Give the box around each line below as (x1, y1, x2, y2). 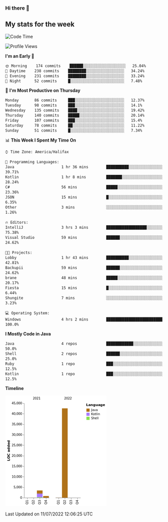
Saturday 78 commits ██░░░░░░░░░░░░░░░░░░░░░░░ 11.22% (5, 123, 144, 128)
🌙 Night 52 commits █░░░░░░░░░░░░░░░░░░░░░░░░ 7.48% (5, 78, 142, 84)
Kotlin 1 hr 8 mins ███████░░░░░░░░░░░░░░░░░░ (5, 174, 163, 179)
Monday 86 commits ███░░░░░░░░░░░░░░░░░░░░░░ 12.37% (5, 98, 144, 103)
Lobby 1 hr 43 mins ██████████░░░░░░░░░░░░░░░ (5, 255, 163, 260)
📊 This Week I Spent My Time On (5, 137, 76, 143)
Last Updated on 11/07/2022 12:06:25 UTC (5, 511, 93, 517)
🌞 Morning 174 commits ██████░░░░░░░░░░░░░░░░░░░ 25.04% (5, 63, 146, 69)
